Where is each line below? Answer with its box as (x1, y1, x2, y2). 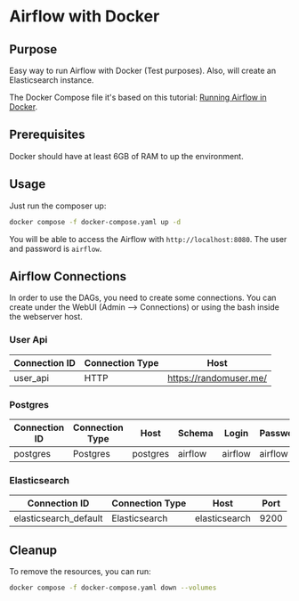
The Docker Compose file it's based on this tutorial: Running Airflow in (9, 92, 267, 102)
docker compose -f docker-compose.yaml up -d (9, 217, 181, 226)
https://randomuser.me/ (167, 371, 268, 384)
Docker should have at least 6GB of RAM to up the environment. (9, 150, 244, 161)
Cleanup (9, 542, 58, 557)
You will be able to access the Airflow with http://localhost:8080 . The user (9, 233, 287, 244)
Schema (177, 426, 214, 439)
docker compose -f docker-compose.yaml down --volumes (9, 583, 217, 593)
